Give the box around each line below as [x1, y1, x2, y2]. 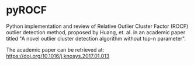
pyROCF [6, 3, 47, 17]
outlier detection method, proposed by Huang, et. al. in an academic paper [6, 28, 186, 35]
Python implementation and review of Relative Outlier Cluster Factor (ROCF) [6, 23, 189, 30]
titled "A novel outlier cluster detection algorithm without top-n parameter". [6, 35, 186, 42]
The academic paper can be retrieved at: [6, 46, 105, 53]
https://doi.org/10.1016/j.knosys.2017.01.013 [6, 52, 110, 59]
